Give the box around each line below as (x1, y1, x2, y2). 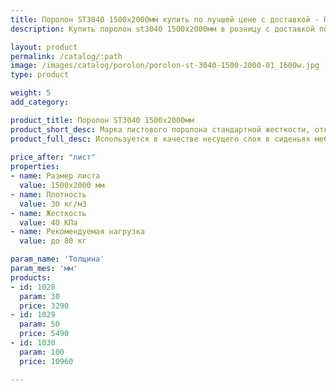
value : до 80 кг (19, 236, 87, 246)
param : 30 (19, 291, 60, 301)
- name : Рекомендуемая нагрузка (10, 227, 145, 237)
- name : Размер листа (10, 171, 101, 181)
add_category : (10, 97, 70, 107)
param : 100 (19, 347, 65, 357)
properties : (10, 162, 60, 172)
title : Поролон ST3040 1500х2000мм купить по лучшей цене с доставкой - (10, 14, 320, 25)
